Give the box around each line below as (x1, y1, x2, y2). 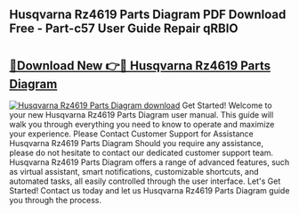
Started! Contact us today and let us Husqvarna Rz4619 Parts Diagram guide (9, 185, 290, 195)
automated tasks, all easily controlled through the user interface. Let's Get (9, 176, 281, 186)
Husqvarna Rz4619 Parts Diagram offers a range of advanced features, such (9, 157, 290, 168)
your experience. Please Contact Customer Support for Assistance (9, 128, 254, 139)
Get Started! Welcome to (182, 100, 273, 111)
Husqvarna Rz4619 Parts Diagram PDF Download (9, 7, 287, 22)
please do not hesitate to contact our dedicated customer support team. (9, 147, 274, 158)
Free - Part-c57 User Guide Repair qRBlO (9, 21, 238, 37)
